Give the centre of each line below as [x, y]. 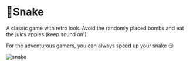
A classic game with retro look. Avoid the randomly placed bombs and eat [95, 28]
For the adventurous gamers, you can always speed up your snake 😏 [90, 46]
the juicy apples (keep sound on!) [46, 34]
